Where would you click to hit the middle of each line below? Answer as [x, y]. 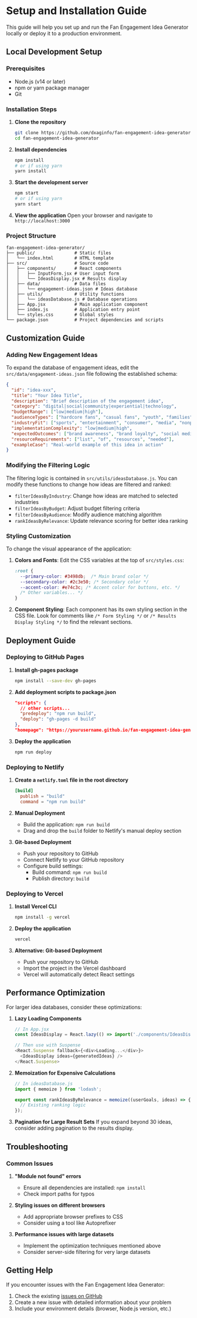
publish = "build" [43, 796]
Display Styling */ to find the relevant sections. [74, 622]
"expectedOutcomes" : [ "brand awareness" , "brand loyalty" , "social [96, 433]
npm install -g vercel [42, 917]
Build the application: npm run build [67, 824]
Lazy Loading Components [48, 1018]
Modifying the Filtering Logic [48, 465]
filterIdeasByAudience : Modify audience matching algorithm [88, 514]
